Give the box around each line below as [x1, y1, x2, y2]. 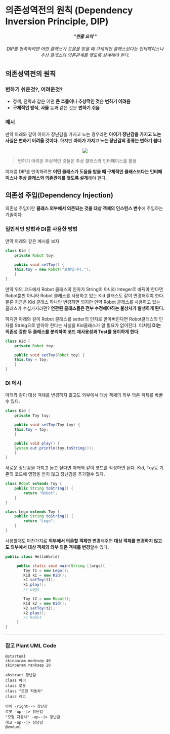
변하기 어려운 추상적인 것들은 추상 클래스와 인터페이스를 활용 [17, 157, 137, 164]
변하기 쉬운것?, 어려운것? [5, 86, 63, 93]
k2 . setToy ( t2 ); [23, 605, 56, 610]
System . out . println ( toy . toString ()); [14, 445, 94, 451]
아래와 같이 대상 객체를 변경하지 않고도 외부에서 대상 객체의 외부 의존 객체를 [5, 392, 154, 398]
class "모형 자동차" [5, 689, 44, 694]
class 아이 [5, 678, 26, 683]
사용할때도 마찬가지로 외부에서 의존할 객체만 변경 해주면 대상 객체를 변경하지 [5, 538, 153, 544]
